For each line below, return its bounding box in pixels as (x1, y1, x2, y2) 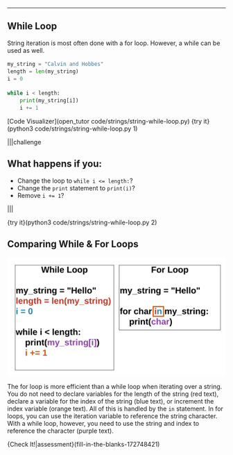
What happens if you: (7, 158, 103, 170)
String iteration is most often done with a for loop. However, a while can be (7, 39, 221, 47)
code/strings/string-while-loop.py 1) (34, 124, 138, 133)
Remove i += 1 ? (17, 191, 64, 199)
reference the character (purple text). (7, 427, 114, 435)
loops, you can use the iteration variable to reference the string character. (7, 412, 218, 420)
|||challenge (7, 138, 42, 146)
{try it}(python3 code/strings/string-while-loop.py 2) (7, 218, 157, 226)
